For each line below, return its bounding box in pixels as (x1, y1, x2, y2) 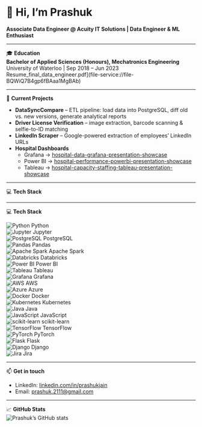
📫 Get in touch (6, 367, 45, 375)
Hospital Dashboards (14, 145, 69, 152)
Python (31, 222, 49, 229)
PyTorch (34, 331, 55, 338)
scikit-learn (41, 317, 70, 325)
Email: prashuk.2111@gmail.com (14, 388, 94, 395)
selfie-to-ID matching (14, 125, 69, 132)
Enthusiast (6, 31, 34, 39)
